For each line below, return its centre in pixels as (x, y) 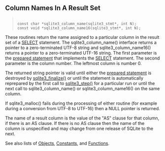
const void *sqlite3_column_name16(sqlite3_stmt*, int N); (79, 28)
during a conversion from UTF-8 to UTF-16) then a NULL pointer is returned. (82, 108)
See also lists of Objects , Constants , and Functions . (57, 143)
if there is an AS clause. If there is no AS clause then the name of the (75, 123)
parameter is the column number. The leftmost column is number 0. (73, 63)
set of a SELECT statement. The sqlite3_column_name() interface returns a (81, 42)
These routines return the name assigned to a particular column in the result (82, 37)
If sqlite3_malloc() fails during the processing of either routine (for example (81, 103)
